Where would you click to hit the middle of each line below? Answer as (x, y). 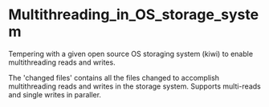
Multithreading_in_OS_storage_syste (134, 15)
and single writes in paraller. (55, 94)
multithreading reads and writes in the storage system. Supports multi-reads (134, 86)
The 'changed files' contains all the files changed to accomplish (114, 77)
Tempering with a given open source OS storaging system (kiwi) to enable (131, 53)
